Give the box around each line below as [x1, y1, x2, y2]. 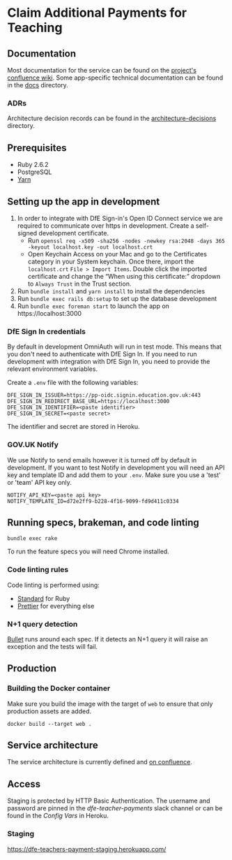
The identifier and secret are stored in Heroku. [7, 423, 141, 431]
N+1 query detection [7, 619, 78, 629]
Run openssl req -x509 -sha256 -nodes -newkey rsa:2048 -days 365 [27, 236, 225, 245]
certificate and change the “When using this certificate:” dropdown [27, 272, 221, 280]
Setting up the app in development [7, 196, 160, 207]
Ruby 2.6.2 [17, 161, 49, 169]
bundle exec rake [7, 535, 58, 542]
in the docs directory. [7, 81, 68, 89]
